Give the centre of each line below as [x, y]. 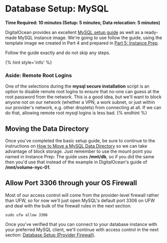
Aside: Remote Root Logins [39, 75]
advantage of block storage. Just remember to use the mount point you [79, 151]
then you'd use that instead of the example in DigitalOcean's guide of [76, 162]
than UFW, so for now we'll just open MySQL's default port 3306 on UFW [80, 200]
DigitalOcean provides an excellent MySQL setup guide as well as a [74, 32]
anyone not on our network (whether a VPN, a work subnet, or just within [80, 102]
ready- [151, 32]
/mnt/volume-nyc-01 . [28, 167]
